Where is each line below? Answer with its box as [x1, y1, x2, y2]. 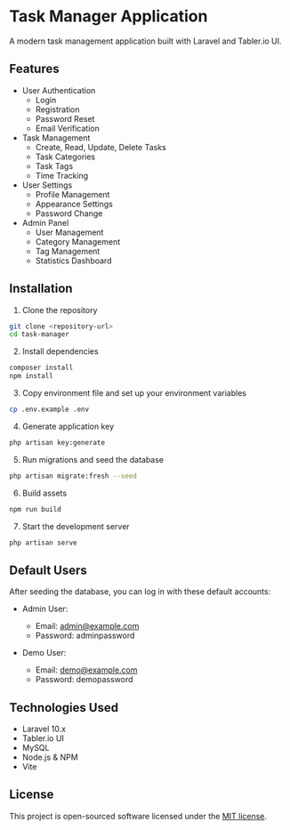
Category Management [35, 236, 121, 246]
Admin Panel [21, 217, 69, 228]
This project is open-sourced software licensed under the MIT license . [9, 810, 268, 821]
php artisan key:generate [9, 438, 105, 447]
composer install [9, 363, 74, 373]
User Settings [21, 180, 73, 190]
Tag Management [35, 246, 101, 256]
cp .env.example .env [9, 405, 90, 415]
